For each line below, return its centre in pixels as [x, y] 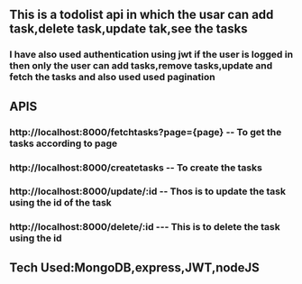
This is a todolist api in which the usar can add [142, 15]
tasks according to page [64, 143]
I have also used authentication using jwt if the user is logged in [151, 55]
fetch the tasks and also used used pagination [113, 78]
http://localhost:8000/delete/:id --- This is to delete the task [145, 227]
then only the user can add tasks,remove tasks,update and [141, 66]
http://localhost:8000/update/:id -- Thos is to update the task [148, 191]
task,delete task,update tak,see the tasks [128, 29]
